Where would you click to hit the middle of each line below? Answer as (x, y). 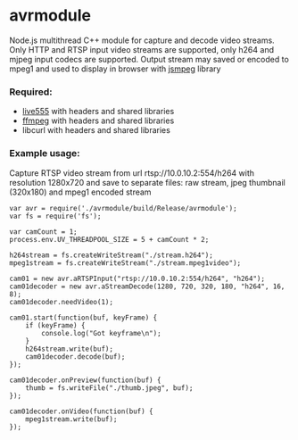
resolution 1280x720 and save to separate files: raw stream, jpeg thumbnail (147, 182)
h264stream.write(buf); (70, 349)
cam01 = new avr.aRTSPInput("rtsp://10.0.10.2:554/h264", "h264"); (137, 278)
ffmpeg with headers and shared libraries (98, 120)
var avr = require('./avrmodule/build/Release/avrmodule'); (124, 208)
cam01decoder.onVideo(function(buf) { (81, 411)
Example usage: (45, 154)
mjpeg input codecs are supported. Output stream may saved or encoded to (149, 59)
